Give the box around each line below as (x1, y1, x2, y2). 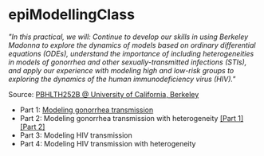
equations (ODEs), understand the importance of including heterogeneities (8, 49, 254, 58)
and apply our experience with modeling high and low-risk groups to (8, 65, 234, 75)
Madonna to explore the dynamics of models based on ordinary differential (8, 40, 256, 49)
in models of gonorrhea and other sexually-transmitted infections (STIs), (8, 57, 247, 67)
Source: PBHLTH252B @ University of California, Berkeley (8, 89, 199, 99)
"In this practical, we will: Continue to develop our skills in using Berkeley (8, 32, 249, 41)
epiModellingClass (8, 6, 136, 24)
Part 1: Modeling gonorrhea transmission (19, 105, 154, 115)
